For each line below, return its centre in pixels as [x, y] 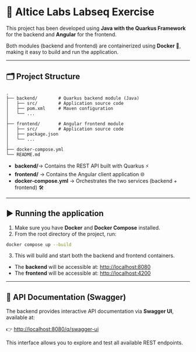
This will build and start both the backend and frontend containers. [94, 256]
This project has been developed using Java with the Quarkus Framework [96, 28]
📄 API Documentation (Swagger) [66, 297]
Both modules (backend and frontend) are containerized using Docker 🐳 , [93, 46]
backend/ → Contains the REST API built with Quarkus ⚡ [82, 166]
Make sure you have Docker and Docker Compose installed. [87, 227]
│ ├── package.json [32, 134]
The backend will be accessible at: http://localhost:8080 [83, 267]
